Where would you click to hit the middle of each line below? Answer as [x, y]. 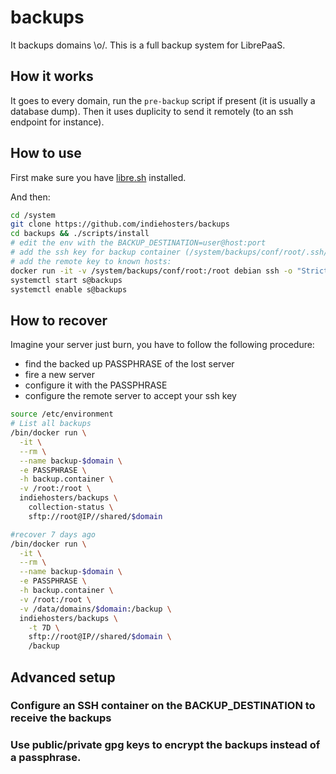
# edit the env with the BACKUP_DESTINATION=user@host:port [138, 243]
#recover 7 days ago [53, 534]
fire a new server [59, 375]
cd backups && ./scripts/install [80, 234]
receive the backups [61, 718]
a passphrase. [46, 758]
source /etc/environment [62, 414]
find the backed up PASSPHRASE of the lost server [129, 364]
